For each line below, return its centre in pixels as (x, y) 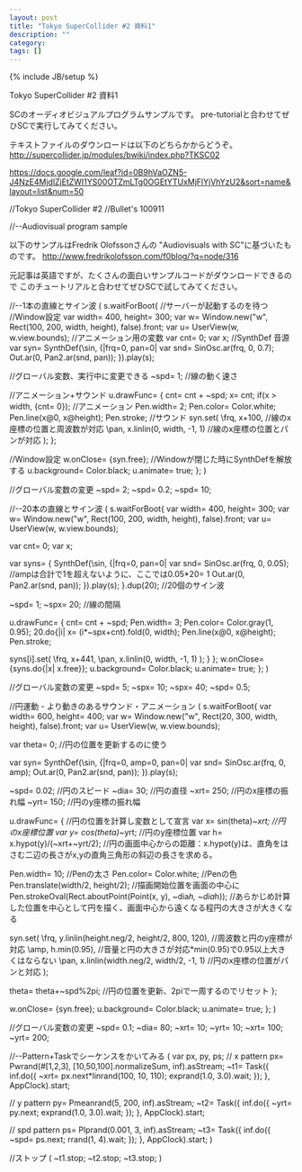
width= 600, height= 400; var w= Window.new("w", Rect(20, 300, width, (144, 717)
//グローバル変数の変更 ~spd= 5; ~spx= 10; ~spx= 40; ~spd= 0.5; (130, 687)
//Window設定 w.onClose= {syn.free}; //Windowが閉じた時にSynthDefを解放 (151, 459)
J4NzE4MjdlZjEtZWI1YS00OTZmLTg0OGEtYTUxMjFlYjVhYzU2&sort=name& (150, 182)
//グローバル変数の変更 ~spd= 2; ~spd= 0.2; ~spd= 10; (111, 490)
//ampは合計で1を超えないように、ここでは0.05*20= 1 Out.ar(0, (127, 574)
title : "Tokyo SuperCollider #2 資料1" (83, 26)
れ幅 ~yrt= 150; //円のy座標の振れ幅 (75, 802)
